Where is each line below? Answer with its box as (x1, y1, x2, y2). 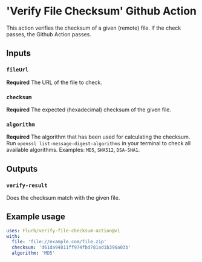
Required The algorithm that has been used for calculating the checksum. (6, 133, 191, 140)
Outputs (6, 163, 38, 174)
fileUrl (6, 67, 29, 73)
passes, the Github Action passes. (6, 30, 92, 38)
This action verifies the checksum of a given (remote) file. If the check (6, 24, 181, 31)
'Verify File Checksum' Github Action (6, 4, 197, 18)
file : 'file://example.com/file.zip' (11, 239, 107, 245)
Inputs (6, 48, 31, 59)
